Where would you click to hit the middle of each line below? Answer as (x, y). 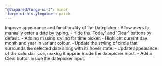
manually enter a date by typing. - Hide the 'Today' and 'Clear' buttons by (78, 33)
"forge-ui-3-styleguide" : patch (37, 14)
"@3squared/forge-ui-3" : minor (37, 9)
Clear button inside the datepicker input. (45, 58)
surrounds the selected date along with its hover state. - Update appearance (81, 48)
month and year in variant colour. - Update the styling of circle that (71, 43)
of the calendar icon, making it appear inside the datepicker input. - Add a (79, 53)
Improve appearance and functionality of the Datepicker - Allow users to (77, 27)
